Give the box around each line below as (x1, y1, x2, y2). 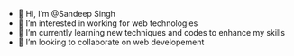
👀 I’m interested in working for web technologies (17, 18, 198, 28)
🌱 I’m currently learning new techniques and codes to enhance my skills (17, 28, 286, 37)
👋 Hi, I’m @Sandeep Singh (17, 9, 115, 19)
